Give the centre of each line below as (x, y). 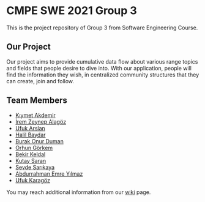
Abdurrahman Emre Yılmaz (49, 174)
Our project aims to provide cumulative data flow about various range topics (102, 61)
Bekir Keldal (30, 154)
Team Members (37, 101)
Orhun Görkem (34, 148)
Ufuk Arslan (30, 128)
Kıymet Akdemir (35, 115)
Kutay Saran (31, 160)
